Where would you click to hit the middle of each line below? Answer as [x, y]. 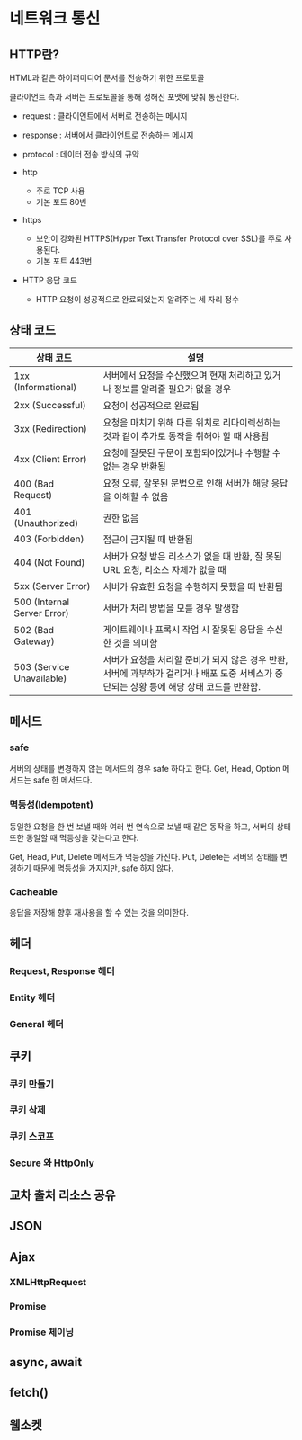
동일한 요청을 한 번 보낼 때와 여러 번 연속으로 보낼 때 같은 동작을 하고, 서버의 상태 [151, 826]
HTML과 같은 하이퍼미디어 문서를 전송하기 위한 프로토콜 [107, 78]
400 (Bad [34, 484]
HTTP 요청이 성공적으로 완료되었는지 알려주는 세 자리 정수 [138, 299]
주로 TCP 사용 [60, 191]
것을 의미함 [136, 642]
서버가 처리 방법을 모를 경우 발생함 [171, 608]
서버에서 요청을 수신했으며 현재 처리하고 [182, 375]
